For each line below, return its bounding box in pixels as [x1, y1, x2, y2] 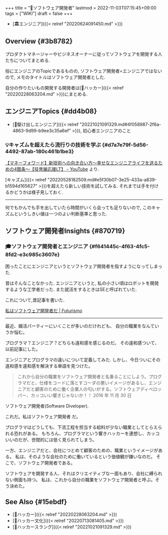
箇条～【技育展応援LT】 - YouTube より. [16, 166, 99, 172]
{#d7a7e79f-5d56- [101, 141, 148, 148]
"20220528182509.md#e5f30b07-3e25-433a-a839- [47, 176, 157, 182]
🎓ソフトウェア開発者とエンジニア [5, 243, 88, 250]
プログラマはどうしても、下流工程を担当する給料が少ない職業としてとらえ [5, 424, 158, 430]
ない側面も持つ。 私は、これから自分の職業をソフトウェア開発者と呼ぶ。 [5, 476, 155, 482]
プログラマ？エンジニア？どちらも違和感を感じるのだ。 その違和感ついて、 [5, 339, 159, 345]
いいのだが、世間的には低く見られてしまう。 [5, 436, 97, 442]
